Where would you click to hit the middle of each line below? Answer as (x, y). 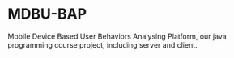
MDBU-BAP (47, 14)
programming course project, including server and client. (102, 44)
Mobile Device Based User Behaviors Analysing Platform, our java (117, 36)
